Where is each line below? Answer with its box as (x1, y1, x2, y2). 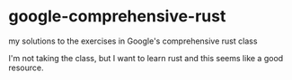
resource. (8, 62, 44, 73)
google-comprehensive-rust (8, 6, 226, 27)
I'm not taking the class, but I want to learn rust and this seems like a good (8, 52, 284, 63)
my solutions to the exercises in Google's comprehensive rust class (8, 36, 258, 46)
